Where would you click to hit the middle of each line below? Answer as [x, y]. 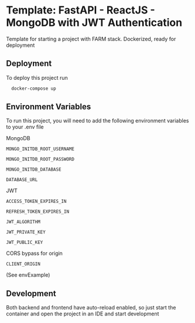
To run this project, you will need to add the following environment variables [97, 121]
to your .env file [25, 127]
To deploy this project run [37, 77]
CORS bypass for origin [35, 253]
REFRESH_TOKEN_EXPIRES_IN [37, 212]
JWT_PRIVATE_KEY [26, 232]
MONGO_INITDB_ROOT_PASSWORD [40, 159]
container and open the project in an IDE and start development [83, 314]
